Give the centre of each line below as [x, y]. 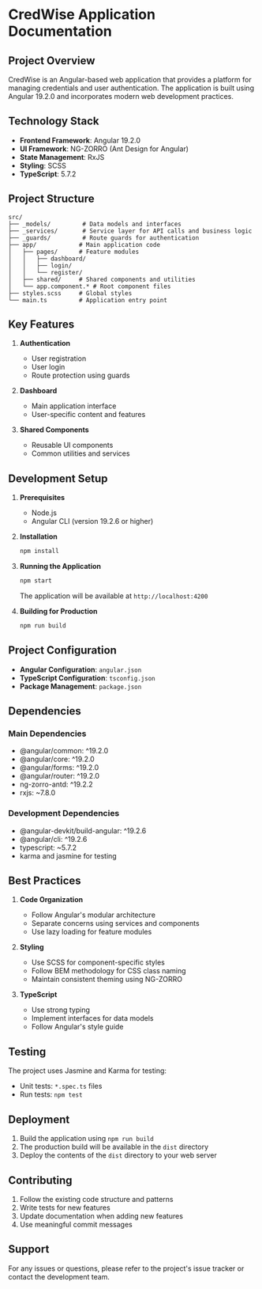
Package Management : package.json [80, 686]
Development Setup [58, 478]
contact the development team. [59, 1276]
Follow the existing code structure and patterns [96, 1199]
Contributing [40, 1180]
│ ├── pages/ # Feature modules [74, 252]
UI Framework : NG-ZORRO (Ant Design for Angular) [104, 149]
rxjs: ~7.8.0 [37, 793]
